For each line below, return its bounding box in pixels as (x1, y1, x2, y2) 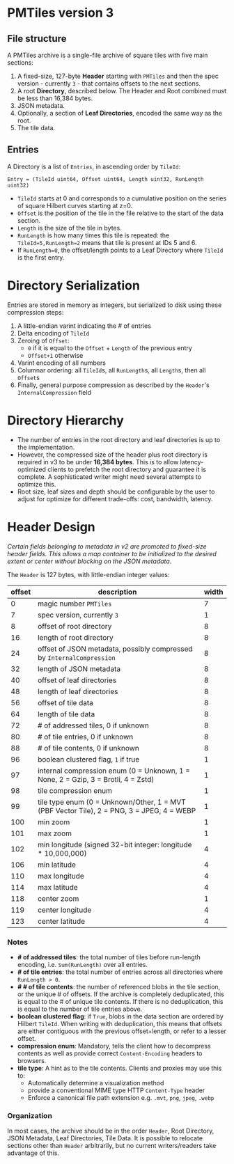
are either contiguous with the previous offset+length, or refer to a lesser (17, 1027, 226, 1035)
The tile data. (17, 124, 56, 132)
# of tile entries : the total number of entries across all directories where (17, 968, 224, 976)
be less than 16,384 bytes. (17, 94, 93, 102)
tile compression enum (37, 785, 113, 795)
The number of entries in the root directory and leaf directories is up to (17, 435, 221, 443)
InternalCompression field (17, 388, 92, 396)
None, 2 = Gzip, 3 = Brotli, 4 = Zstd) (37, 774, 155, 784)
